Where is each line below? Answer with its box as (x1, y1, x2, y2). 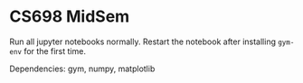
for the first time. (24, 45, 86, 56)
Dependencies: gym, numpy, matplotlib (9, 63, 156, 74)
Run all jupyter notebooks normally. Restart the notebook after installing (9, 36, 276, 47)
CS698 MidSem (9, 6, 130, 27)
